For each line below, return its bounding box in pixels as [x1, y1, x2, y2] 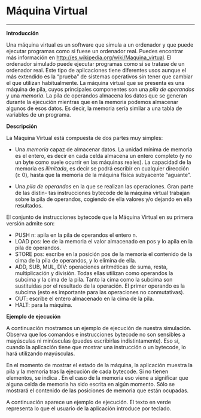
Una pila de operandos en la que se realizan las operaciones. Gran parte [14, 182, 194, 190]
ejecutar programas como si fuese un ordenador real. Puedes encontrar [6, 47, 184, 54]
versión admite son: [6, 219, 55, 227]
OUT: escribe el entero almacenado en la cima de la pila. [14, 295, 154, 302]
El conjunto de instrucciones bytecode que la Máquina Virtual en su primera [6, 213, 193, 221]
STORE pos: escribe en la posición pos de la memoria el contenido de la [14, 250, 193, 258]
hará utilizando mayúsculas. [6, 350, 75, 357]
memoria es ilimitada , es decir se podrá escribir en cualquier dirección [14, 164, 190, 172]
